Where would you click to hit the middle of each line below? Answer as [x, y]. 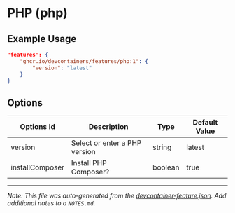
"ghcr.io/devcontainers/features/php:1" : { [84, 61]
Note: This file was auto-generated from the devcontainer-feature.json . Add [117, 196]
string [162, 147]
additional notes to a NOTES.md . [51, 203]
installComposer [38, 167]
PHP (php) [37, 13]
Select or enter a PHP [106, 143]
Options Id [38, 127]
